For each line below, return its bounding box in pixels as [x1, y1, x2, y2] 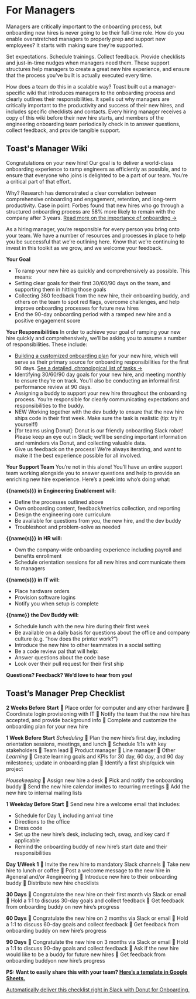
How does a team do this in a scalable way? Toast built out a [6, 83, 152, 90]
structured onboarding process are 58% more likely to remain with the [6, 208, 176, 215]
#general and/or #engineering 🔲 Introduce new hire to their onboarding [6, 873, 177, 880]
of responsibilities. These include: [6, 341, 88, 348]
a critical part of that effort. [6, 178, 71, 185]
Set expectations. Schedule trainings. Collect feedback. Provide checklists [6, 53, 185, 60]
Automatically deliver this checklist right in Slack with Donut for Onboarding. [6, 986, 190, 993]
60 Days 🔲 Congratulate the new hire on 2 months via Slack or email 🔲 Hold [6, 915, 188, 922]
